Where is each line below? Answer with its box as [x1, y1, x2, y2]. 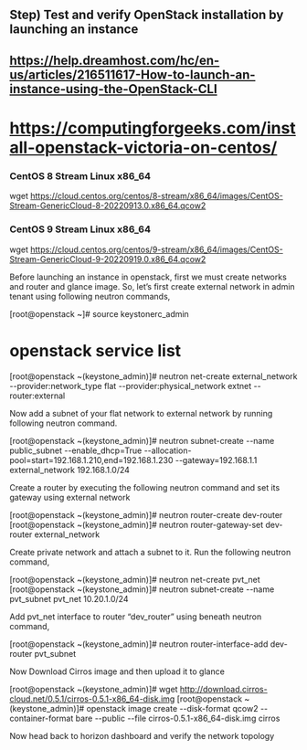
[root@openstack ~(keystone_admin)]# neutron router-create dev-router [9, 509, 283, 520]
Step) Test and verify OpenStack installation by [9, 7, 284, 23]
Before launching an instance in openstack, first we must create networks [9, 271, 288, 282]
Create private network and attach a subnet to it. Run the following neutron [9, 546, 291, 557]
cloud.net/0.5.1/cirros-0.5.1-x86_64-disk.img [9, 693, 175, 704]
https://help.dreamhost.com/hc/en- [9, 52, 220, 68]
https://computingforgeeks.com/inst [9, 118, 297, 138]
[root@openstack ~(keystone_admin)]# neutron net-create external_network [9, 370, 298, 382]
